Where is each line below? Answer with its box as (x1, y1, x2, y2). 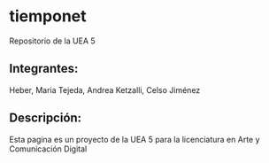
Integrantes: (9, 61, 79, 76)
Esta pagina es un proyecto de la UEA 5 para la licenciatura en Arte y (9, 134, 260, 144)
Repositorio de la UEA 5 (9, 35, 96, 46)
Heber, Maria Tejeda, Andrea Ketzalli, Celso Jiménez (9, 84, 201, 95)
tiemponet (9, 6, 87, 27)
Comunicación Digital (9, 144, 88, 154)
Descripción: (9, 111, 82, 126)
